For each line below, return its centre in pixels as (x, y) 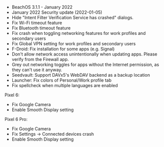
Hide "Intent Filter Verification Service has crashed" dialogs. (72, 17)
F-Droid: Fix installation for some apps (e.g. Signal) (63, 49)
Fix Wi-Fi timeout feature (37, 23)
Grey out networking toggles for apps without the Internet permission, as (85, 64)
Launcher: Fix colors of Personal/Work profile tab (61, 80)
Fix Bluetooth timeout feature (41, 28)
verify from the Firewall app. (40, 59)
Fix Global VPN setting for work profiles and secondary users (74, 44)
